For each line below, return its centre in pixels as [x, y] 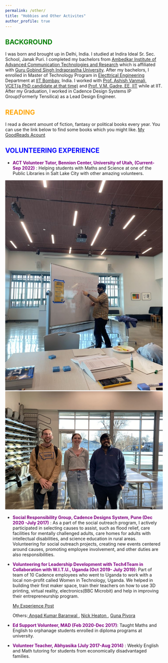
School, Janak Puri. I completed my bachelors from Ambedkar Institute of [81, 59]
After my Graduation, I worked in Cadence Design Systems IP [68, 91]
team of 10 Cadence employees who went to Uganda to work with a [82, 574]
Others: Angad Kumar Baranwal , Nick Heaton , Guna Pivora [74, 615]
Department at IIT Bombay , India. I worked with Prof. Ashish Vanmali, [76, 80]
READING [20, 112]
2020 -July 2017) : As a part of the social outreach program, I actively [85, 522]
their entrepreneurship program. [45, 596]
